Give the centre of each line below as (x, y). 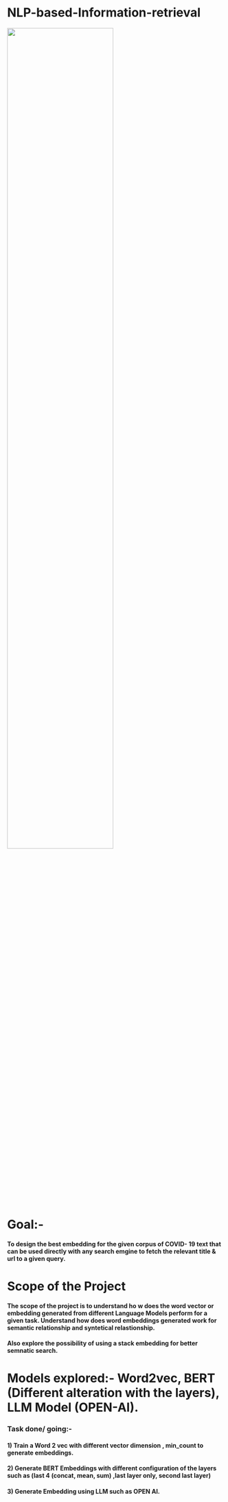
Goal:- (25, 1225)
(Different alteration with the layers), (113, 1393)
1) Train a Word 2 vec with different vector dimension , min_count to (105, 1445)
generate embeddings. (41, 1453)
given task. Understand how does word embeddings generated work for (112, 1320)
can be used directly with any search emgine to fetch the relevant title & (112, 1251)
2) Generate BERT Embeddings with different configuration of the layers (112, 1468)
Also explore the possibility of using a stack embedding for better (102, 1343)
